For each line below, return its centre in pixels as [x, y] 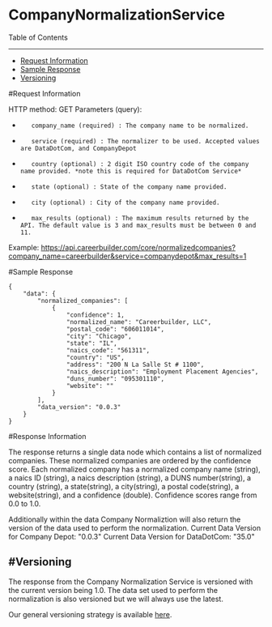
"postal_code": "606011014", [115, 329]
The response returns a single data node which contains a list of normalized [135, 452]
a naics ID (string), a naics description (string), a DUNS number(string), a [130, 478]
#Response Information [47, 436]
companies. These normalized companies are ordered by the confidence [130, 460]
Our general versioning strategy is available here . [90, 614]
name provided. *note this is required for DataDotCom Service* [131, 171]
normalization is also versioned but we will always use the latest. [116, 599]
